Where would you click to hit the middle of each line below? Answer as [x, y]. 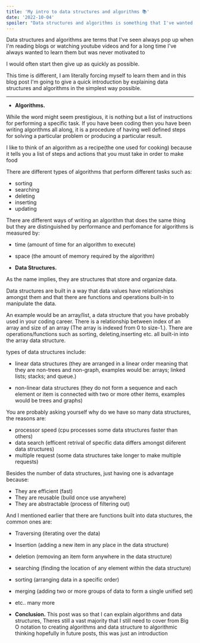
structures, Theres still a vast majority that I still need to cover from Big [101, 621]
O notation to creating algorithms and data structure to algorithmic [96, 627]
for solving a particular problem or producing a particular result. [84, 136]
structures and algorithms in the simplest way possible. [74, 88]
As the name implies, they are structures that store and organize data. [92, 279]
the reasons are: [26, 419]
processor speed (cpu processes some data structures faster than [96, 430]
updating [26, 209]
